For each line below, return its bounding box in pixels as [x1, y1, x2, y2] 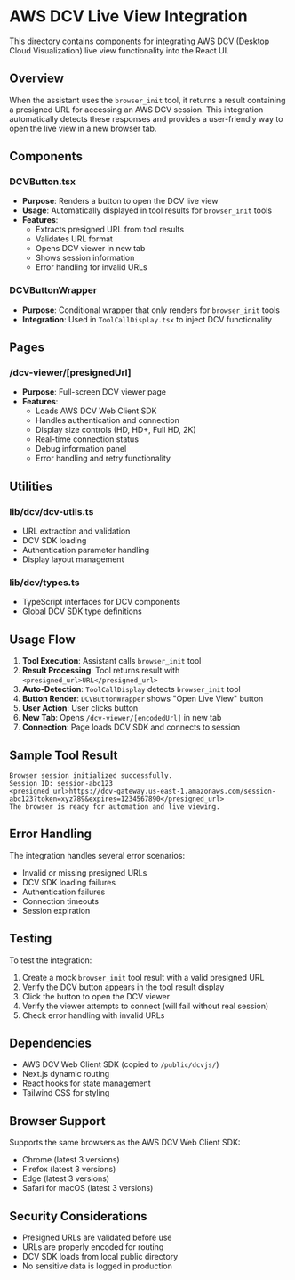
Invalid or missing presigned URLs [21, 867, 147, 878]
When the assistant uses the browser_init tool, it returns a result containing [9, 94, 286, 105]
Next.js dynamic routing [21, 1069, 110, 1080]
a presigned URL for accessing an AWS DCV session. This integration [9, 104, 264, 115]
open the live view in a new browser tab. [9, 123, 157, 134]
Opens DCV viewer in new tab [35, 243, 146, 254]
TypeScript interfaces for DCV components [21, 597, 180, 607]
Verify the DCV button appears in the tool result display [21, 982, 225, 992]
